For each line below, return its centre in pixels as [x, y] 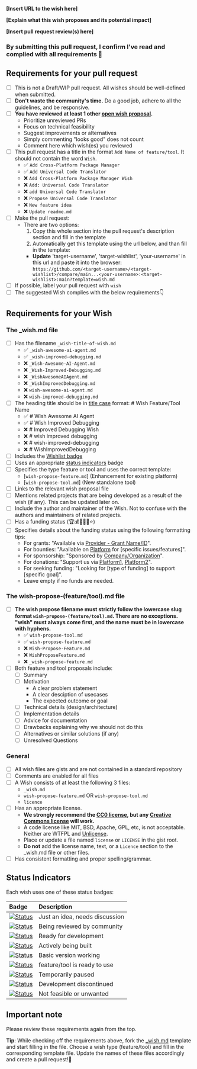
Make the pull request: [42, 218]
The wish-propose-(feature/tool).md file [66, 596]
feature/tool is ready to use [76, 965]
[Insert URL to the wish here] [42, 9]
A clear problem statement [65, 688]
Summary [35, 675]
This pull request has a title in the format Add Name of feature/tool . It [99, 152]
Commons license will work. [59, 821]
